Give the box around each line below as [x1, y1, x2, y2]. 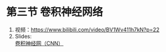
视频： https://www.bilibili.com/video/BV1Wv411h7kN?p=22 [14, 26, 160, 33]
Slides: [14, 32, 32, 40]
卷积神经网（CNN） [14, 40, 64, 47]
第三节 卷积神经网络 [6, 5, 103, 19]
